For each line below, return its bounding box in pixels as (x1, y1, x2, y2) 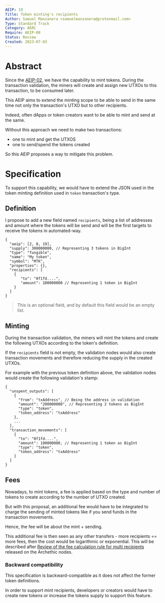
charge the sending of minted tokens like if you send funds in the (5, 509, 137, 515)
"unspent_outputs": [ (9, 389, 54, 394)
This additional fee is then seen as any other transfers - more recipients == (5, 533, 158, 539)
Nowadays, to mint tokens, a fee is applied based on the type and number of (5, 489, 161, 495)
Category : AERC (5, 26, 36, 31)
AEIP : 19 (5, 7, 23, 12)
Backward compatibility (5, 561, 64, 568)
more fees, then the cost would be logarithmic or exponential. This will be (5, 539, 154, 545)
